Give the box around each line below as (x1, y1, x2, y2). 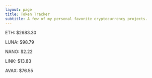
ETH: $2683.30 (5, 30, 37, 36)
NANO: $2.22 (5, 49, 33, 54)
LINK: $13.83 (5, 58, 31, 64)
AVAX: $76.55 (5, 68, 33, 74)
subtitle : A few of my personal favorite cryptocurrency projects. (5, 16, 148, 21)
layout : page (5, 7, 32, 12)
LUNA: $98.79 (5, 39, 34, 45)
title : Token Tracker (5, 12, 50, 17)
